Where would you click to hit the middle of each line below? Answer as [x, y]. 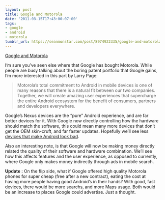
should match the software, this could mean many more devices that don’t [80, 126]
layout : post [18, 10]
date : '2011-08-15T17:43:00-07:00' [41, 19]
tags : [11, 23]
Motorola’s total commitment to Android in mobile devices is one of [85, 85]
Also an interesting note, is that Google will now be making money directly [80, 146]
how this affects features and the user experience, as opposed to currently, [81, 156]
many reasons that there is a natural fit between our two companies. [86, 90]
